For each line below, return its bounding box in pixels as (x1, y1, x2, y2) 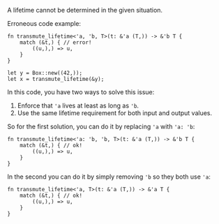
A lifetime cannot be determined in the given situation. (7, 6, 163, 14)
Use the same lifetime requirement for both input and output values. (17, 109, 213, 117)
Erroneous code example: (7, 20, 82, 27)
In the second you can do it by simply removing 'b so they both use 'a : (7, 172, 211, 181)
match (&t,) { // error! (20, 39, 92, 46)
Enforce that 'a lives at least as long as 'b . (17, 101, 139, 110)
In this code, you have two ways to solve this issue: (7, 88, 155, 96)
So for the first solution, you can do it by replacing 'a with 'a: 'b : (7, 122, 195, 130)
